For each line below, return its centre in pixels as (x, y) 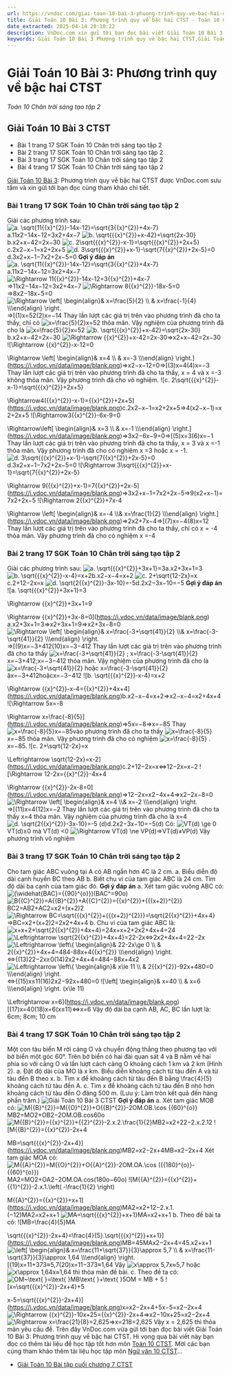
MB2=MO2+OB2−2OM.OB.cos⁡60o (56, 1115)
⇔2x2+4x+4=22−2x (175, 937)
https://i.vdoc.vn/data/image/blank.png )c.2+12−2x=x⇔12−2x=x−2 (103, 767)
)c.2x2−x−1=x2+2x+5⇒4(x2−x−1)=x (171, 408)
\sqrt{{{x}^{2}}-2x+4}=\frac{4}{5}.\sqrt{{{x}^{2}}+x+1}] (86, 1235)
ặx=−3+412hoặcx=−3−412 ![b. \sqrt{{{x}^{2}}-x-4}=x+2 (86, 676)
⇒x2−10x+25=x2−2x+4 (177, 1314)
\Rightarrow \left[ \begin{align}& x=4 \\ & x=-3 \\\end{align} (90, 358)
